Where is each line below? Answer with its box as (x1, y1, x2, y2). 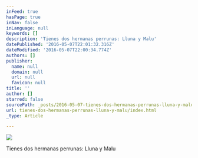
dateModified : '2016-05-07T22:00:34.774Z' (6, 47, 112, 53)
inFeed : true (6, 8, 38, 15)
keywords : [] (6, 31, 38, 37)
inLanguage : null (6, 25, 49, 31)
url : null (11, 74, 35, 80)
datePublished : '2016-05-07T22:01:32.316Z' (6, 42, 115, 48)
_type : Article (6, 113, 44, 119)
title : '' (6, 85, 31, 91)
